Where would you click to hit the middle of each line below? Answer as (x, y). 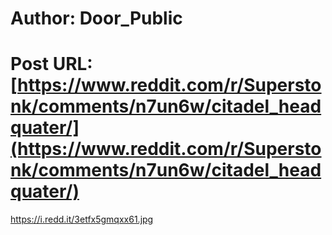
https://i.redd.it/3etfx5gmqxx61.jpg (82, 219)
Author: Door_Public (96, 18)
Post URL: (51, 64)
